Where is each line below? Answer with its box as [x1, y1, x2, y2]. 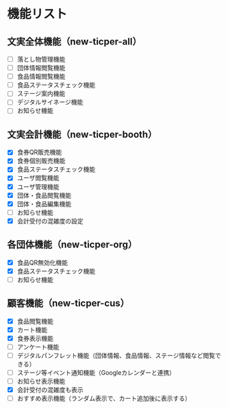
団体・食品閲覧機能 [16, 191, 72, 199]
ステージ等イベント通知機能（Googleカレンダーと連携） [16, 368, 176, 377]
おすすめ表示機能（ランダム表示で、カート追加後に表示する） [16, 395, 192, 403]
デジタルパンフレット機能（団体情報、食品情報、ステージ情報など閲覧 [16, 351, 216, 360]
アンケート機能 [16, 343, 60, 351]
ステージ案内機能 [16, 90, 66, 98]
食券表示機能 [16, 334, 53, 343]
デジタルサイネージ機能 [16, 98, 84, 106]
